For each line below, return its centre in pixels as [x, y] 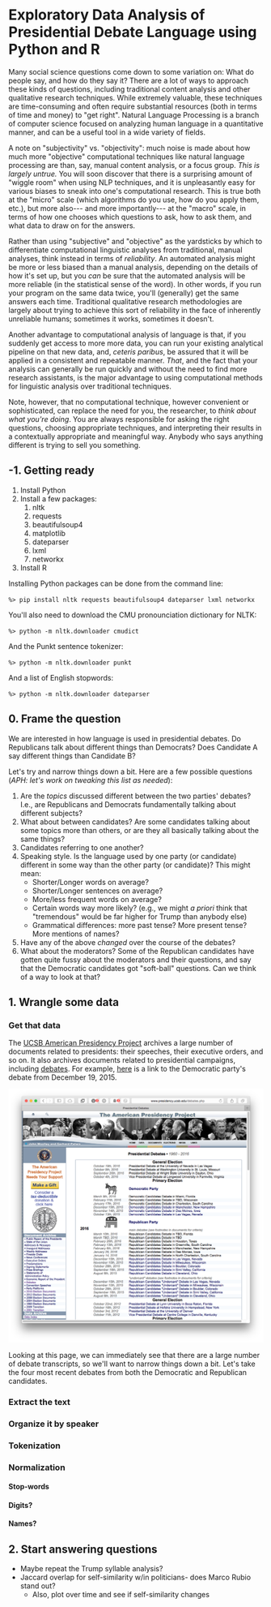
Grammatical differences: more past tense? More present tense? [140, 925]
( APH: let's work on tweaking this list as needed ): [91, 780]
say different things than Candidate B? [72, 755]
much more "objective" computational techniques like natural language [127, 157]
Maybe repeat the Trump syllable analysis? [91, 1569]
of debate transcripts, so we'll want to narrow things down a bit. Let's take [132, 1364]
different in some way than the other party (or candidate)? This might [135, 865]
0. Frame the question [65, 719]
